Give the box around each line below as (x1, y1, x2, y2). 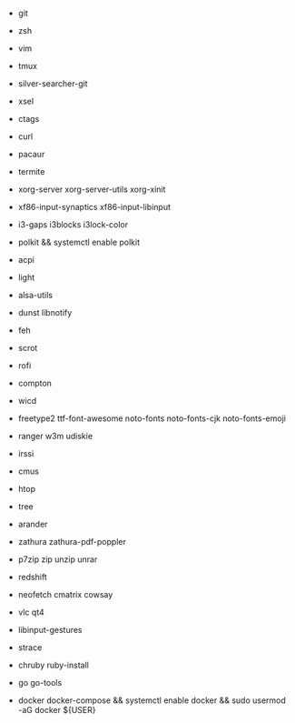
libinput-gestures (17, 625, 83, 635)
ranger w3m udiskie (17, 431, 93, 441)
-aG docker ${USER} (17, 705, 96, 715)
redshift (17, 572, 47, 582)
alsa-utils (17, 290, 53, 300)
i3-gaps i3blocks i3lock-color (17, 219, 129, 230)
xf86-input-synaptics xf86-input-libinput (17, 202, 171, 212)
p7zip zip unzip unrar (17, 554, 98, 565)
